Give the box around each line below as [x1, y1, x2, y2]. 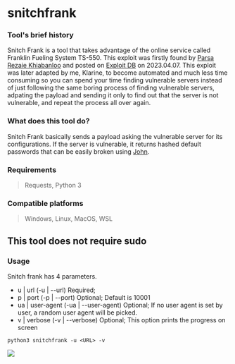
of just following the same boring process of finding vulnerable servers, [7, 83, 215, 92]
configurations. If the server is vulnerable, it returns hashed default [7, 140, 202, 148]
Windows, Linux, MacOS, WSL [24, 214, 113, 223]
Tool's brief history [7, 30, 74, 40]
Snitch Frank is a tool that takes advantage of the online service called [7, 46, 211, 54]
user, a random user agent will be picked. [17, 308, 138, 317]
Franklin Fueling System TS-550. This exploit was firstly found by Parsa [7, 54, 215, 62]
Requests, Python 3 [24, 181, 82, 190]
